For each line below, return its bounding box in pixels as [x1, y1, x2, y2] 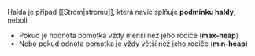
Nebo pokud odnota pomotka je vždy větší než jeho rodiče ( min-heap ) [18, 39, 249, 48]
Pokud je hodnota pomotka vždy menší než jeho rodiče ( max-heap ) [18, 31, 239, 40]
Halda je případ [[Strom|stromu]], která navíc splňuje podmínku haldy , [7, 8, 236, 16]
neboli [7, 16, 28, 25]
